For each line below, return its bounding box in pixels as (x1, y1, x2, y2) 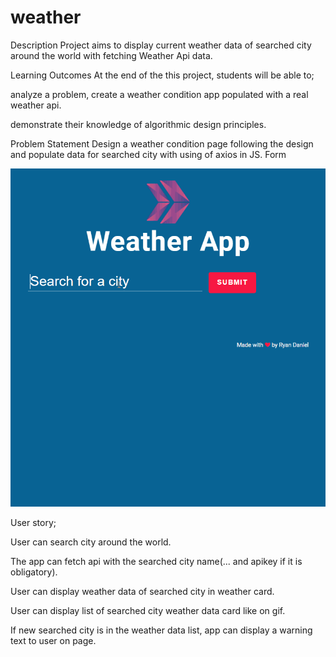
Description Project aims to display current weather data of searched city (10, 39, 312, 51)
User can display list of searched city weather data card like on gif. (10, 605, 286, 617)
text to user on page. (10, 635, 97, 647)
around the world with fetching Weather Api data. (10, 49, 213, 61)
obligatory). (10, 566, 58, 578)
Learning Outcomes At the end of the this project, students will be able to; (10, 69, 315, 81)
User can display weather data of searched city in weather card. (10, 586, 275, 598)
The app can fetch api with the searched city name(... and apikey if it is (10, 556, 303, 568)
